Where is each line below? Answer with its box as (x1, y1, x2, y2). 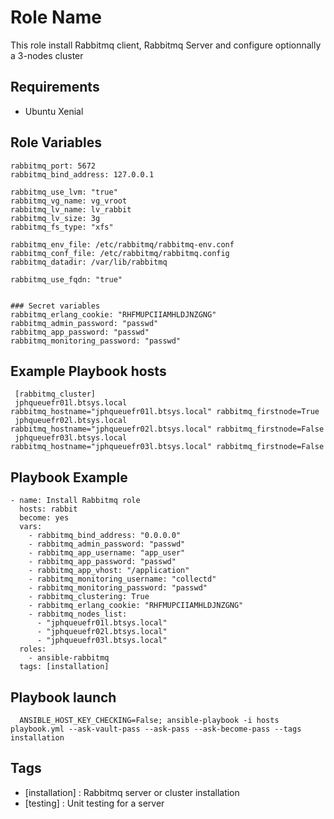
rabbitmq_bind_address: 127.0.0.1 (10, 169, 155, 180)
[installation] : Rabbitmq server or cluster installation (24, 786, 240, 798)
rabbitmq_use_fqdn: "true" (10, 274, 123, 285)
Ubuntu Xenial (24, 105, 84, 117)
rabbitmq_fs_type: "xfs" (10, 222, 114, 232)
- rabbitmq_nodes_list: (28, 609, 128, 620)
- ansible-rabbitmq (28, 653, 110, 663)
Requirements (10, 79, 100, 96)
